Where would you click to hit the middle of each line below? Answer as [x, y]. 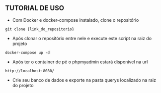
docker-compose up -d [28, 52]
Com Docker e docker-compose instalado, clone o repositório [76, 20]
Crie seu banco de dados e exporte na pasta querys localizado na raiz [84, 80]
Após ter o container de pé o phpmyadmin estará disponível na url [80, 62]
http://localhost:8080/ [30, 71]
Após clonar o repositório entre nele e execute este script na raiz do [82, 38]
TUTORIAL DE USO [35, 8]
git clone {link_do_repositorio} [40, 29]
